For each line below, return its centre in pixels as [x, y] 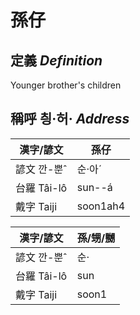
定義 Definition [56, 60]
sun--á [94, 187]
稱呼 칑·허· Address [70, 119]
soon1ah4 [101, 206]
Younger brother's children [66, 85]
